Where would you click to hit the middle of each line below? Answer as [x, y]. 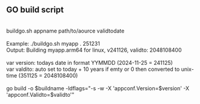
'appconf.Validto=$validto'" [40, 94]
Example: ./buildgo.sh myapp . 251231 [53, 43]
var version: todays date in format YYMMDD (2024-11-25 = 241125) [89, 63]
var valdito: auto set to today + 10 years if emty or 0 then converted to [93, 69]
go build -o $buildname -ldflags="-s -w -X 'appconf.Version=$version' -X [98, 88]
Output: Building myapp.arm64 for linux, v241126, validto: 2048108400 [94, 50]
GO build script [35, 10]
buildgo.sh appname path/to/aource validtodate [65, 31]
